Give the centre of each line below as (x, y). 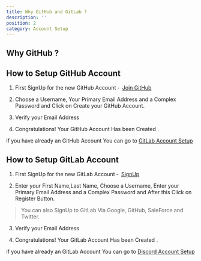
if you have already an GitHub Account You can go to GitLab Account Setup (100, 141)
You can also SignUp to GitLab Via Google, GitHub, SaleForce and (102, 210)
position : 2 (21, 23)
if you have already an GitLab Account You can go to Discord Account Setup (100, 252)
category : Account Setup (37, 29)
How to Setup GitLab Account (62, 160)
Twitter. (30, 216)
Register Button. (35, 198)
